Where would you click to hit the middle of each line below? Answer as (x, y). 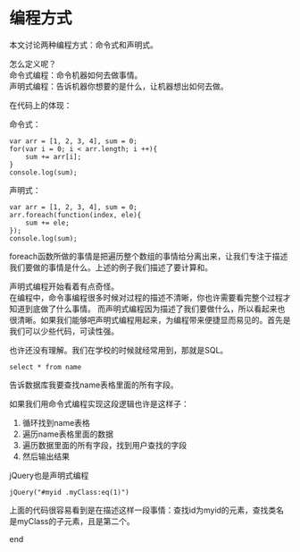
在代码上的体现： (41, 105)
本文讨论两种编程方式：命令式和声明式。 (83, 45)
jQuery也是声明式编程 (49, 475)
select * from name (46, 367)
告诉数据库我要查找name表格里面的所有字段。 (94, 385)
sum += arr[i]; (54, 157)
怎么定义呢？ (33, 64)
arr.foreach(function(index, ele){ (75, 215)
